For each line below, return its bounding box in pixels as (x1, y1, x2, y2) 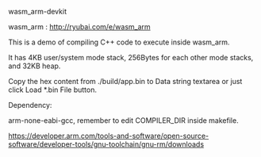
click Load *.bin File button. (8, 85, 98, 94)
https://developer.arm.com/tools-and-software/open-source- (8, 131, 209, 140)
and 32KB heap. (8, 61, 61, 71)
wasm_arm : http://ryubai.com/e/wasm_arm (8, 22, 151, 31)
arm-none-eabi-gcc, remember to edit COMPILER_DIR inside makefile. (8, 116, 240, 125)
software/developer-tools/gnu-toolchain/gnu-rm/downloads (8, 140, 205, 149)
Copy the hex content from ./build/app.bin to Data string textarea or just (8, 77, 243, 86)
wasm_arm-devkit (8, 7, 67, 16)
